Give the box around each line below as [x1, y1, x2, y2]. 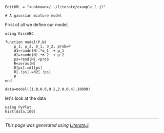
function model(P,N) [5, 40, 47, 44]
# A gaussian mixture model [5, 13, 62, 18]
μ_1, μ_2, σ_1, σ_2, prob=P [14, 44, 71, 49]
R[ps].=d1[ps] [14, 66, 42, 70]
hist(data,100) [5, 109, 36, 114]
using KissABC [5, 31, 34, 36]
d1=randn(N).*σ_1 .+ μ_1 [14, 48, 64, 53]
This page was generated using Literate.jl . [5, 122, 90, 128]
